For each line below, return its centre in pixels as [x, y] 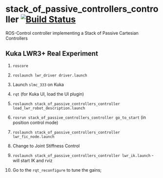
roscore [20, 66]
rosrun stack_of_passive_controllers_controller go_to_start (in [79, 117]
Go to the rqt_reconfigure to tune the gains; [57, 170]
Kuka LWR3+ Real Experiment [52, 54]
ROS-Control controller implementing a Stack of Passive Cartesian [72, 33]
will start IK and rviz [32, 160]
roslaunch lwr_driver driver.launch [50, 75]
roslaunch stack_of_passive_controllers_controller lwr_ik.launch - [83, 155]
